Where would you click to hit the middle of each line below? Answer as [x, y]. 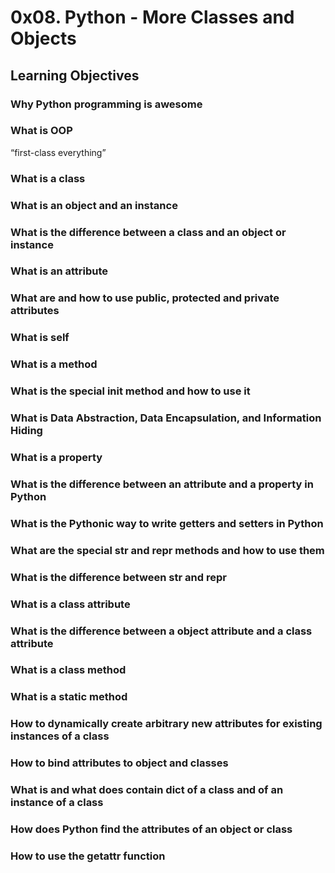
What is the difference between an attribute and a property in [162, 484]
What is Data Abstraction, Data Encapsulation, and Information [166, 418]
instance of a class [57, 803]
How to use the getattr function [88, 856]
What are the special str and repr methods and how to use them [167, 550]
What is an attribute [59, 271]
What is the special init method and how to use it [130, 391]
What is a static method [69, 697]
